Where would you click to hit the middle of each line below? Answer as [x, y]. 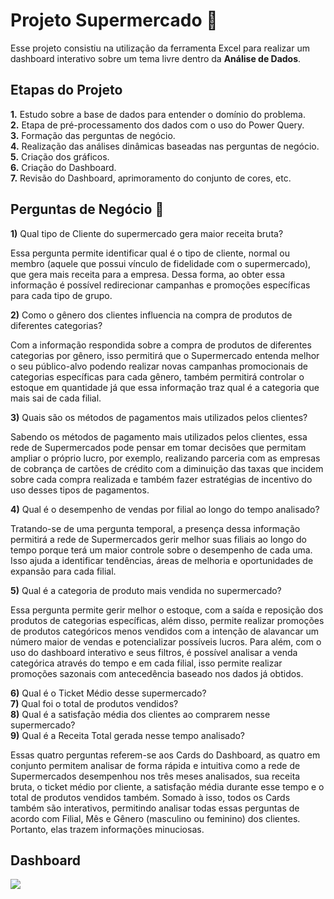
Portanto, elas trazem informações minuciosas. [107, 829]
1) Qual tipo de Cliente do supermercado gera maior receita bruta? [147, 233]
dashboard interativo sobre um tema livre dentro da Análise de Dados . [156, 58]
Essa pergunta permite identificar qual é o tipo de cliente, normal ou [150, 253]
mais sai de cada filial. [56, 398]
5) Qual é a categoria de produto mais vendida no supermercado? [146, 590]
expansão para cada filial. [63, 571]
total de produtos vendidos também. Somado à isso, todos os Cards [150, 797]
